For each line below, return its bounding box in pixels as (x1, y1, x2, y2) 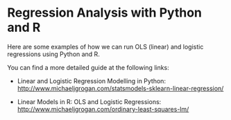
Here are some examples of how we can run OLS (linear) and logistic (7, 42, 204, 51)
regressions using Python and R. (7, 50, 101, 58)
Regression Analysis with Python (7, 5, 203, 21)
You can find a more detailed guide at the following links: (7, 63, 170, 71)
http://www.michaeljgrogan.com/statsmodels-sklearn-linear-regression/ (17, 84, 224, 92)
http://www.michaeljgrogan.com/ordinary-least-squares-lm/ (17, 105, 189, 113)
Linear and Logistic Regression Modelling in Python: (17, 76, 166, 85)
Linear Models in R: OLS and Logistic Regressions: (17, 97, 162, 105)
